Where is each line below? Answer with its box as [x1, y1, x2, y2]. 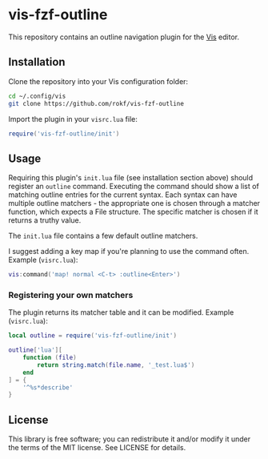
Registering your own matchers [8, 289, 134, 300]
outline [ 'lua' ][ [8, 346, 62, 354]
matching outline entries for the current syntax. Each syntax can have [8, 190, 238, 199]
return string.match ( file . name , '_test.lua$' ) [37, 360, 195, 369]
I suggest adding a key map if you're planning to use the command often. [8, 247, 250, 256]
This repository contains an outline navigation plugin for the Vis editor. [8, 32, 240, 42]
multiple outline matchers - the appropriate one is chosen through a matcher [8, 199, 261, 208]
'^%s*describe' [22, 383, 74, 392]
